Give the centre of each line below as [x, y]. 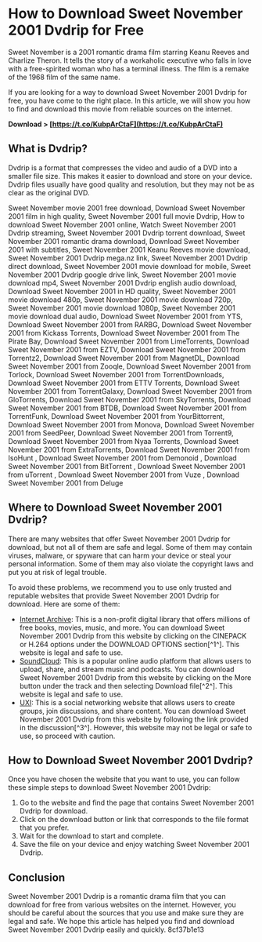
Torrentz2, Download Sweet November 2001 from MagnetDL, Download [124, 358]
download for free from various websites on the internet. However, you [122, 905]
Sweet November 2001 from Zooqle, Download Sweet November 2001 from [130, 366]
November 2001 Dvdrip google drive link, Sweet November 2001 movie [122, 275]
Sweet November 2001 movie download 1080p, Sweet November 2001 [122, 307]
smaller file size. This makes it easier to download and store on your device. [130, 176]
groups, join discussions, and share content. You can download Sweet [133, 711]
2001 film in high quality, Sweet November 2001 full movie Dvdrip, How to [126, 216]
